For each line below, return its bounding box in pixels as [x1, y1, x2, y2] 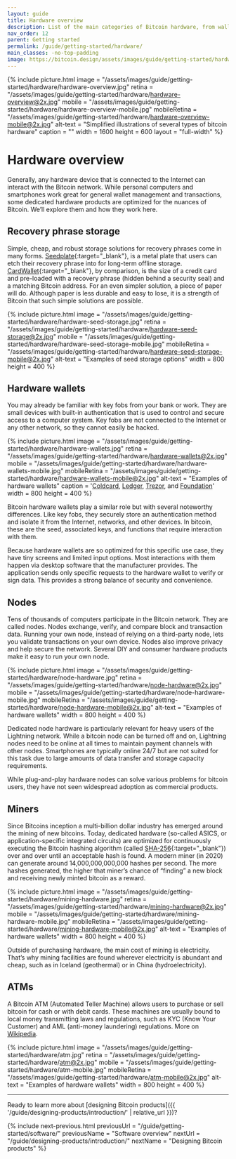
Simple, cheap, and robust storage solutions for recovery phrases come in [7, 244, 223, 253]
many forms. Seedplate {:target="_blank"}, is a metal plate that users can [7, 251, 218, 260]
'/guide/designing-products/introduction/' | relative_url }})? [7, 1108, 178, 1116]
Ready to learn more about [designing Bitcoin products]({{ [7, 1100, 176, 1109]
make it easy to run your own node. [7, 652, 110, 661]
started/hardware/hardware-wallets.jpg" [7, 444, 124, 453]
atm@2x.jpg [59, 1058, 95, 1066]
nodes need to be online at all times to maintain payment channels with [7, 739, 213, 748]
